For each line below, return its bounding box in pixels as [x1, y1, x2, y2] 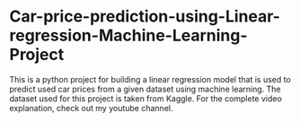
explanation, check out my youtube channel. [9, 102, 173, 113]
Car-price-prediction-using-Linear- [9, 6, 281, 27]
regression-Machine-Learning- [9, 25, 249, 46]
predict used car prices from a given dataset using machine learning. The [9, 83, 281, 94]
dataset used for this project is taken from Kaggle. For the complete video [9, 92, 283, 104]
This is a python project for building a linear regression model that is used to [9, 74, 292, 84]
